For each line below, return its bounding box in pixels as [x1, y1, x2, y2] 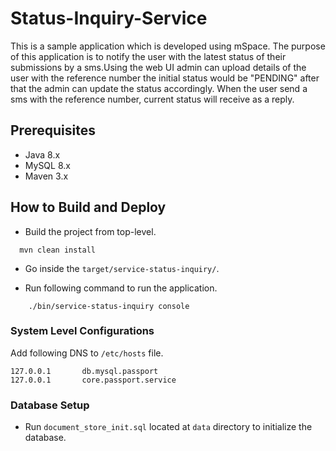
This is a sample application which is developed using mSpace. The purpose [10, 40, 326, 52]
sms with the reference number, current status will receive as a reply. [10, 93, 295, 105]
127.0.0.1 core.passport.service [10, 375, 177, 385]
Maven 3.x [24, 170, 69, 182]
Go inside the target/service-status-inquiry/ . [24, 262, 220, 274]
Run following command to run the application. [24, 282, 218, 294]
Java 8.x [24, 148, 61, 161]
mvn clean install [19, 245, 97, 255]
